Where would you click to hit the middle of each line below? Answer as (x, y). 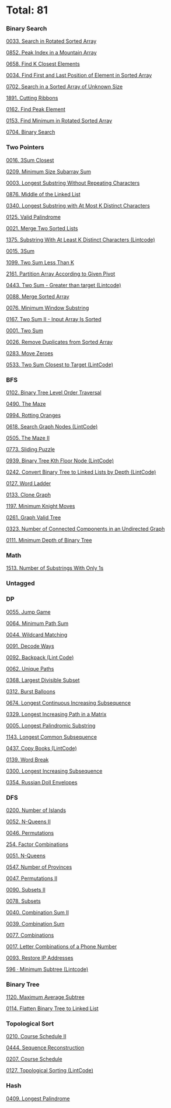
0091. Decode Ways (30, 646)
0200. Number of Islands (36, 810)
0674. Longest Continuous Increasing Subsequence (69, 703)
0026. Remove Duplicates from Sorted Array (59, 342)
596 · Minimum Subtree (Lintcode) (47, 969)
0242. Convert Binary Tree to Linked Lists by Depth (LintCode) (81, 472)
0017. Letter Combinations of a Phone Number (62, 946)
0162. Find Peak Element (36, 110)
